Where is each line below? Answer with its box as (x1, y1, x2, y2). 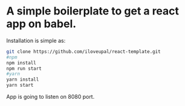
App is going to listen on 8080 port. (6, 93, 95, 101)
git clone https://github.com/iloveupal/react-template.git (6, 48, 161, 55)
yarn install (6, 76, 39, 83)
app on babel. (6, 17, 77, 31)
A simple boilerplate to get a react (6, 4, 180, 18)
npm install (6, 60, 36, 66)
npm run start (6, 65, 42, 72)
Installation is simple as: (6, 37, 66, 44)
